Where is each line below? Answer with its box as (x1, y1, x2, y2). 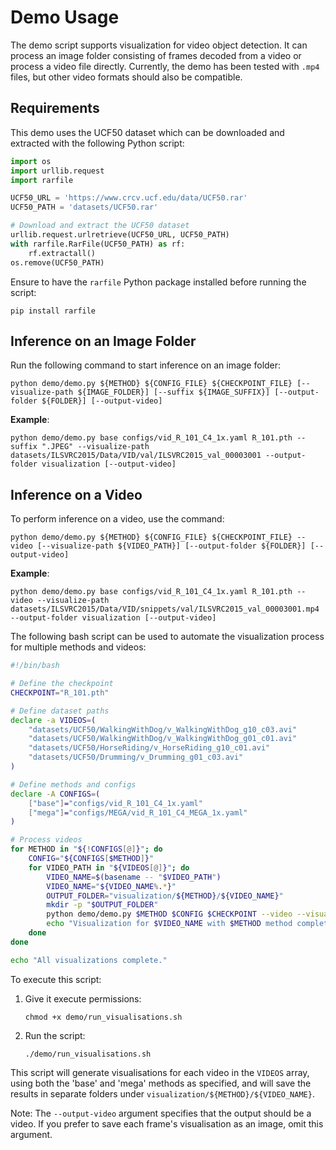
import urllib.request (10, 166, 105, 176)
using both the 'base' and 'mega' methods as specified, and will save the (10, 1077, 312, 1089)
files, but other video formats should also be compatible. (10, 71, 243, 83)
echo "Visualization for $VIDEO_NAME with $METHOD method (46, 919, 293, 929)
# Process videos (10, 835, 83, 845)
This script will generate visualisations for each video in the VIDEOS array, (10, 1066, 310, 1078)
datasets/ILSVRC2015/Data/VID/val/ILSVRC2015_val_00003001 (10, 451, 262, 461)
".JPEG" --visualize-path (41, 442, 150, 452)
